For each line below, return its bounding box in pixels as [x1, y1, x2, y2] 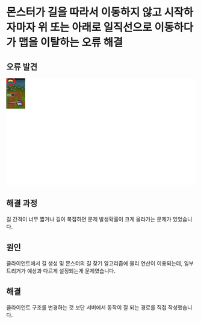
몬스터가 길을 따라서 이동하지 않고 [6, 5, 162, 19]
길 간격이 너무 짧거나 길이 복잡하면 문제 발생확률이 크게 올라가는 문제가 [6, 215, 172, 223]
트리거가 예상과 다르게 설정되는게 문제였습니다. [6, 267, 116, 275]
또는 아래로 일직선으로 [50, 21, 152, 34]
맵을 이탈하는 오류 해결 [18, 36, 123, 49]
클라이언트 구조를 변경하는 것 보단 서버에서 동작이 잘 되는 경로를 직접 [6, 303, 167, 311]
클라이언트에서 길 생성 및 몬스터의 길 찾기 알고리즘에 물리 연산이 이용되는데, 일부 [6, 259, 194, 267]
